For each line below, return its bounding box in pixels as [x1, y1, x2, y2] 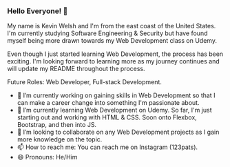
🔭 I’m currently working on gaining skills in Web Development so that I [17, 91, 216, 99]
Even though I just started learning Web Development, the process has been [7, 50, 224, 58]
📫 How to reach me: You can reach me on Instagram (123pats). [17, 143, 198, 151]
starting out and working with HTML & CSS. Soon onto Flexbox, [17, 113, 198, 121]
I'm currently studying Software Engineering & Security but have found [7, 29, 208, 37]
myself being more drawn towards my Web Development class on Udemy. [7, 37, 217, 45]
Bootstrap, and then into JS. [17, 121, 97, 129]
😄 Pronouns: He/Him [17, 153, 78, 161]
